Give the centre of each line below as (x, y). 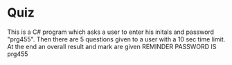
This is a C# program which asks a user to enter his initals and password (111, 32)
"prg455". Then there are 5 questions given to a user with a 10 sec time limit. (116, 39)
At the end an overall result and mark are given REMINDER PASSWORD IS (112, 46)
